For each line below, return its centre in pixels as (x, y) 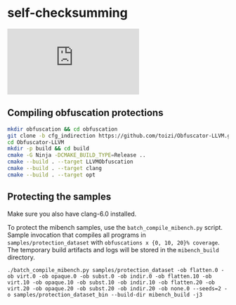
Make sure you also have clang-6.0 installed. (72, 214)
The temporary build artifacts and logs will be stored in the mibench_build (113, 249)
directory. (21, 257)
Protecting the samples (59, 197)
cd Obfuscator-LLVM (36, 142)
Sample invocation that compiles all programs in (77, 235)
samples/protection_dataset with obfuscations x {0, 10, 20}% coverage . (113, 242)
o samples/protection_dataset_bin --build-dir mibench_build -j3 (105, 294)
